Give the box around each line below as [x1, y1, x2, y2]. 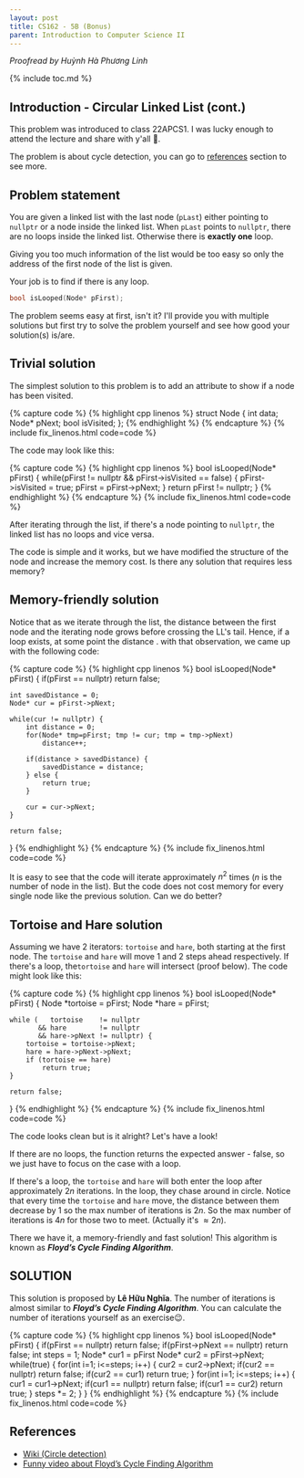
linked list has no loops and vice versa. [9, 529, 155, 540]
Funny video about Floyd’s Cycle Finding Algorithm [22, 1458, 214, 1469]
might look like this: [9, 970, 82, 981]
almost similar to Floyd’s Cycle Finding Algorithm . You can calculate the [9, 1302, 282, 1313]
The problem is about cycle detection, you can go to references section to [9, 152, 288, 162]
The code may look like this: [9, 445, 115, 456]
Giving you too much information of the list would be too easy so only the [9, 248, 284, 259]
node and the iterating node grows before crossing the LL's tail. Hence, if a [9, 626, 289, 637]
